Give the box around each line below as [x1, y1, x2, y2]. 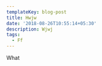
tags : [6, 32, 20, 38]
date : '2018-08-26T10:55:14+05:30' [6, 20, 97, 26]
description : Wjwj [6, 26, 53, 32]
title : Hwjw [6, 15, 37, 21]
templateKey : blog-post [6, 9, 67, 15]
